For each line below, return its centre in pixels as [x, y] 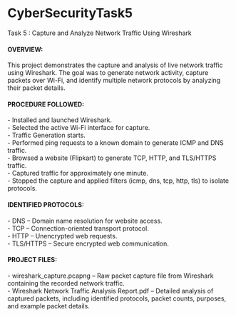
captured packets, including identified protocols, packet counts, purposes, [117, 298]
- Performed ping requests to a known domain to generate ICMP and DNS [116, 143]
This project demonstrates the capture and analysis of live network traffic [115, 65]
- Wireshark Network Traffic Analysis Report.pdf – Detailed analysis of [111, 291]
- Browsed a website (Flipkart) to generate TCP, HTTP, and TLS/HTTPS [112, 158]
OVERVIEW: [25, 49]
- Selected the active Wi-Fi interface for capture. [79, 128]
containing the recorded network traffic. [66, 283]
